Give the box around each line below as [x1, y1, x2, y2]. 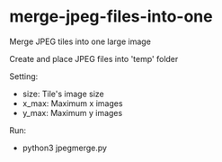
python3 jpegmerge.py [22, 142, 108, 153]
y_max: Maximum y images [22, 107, 123, 118]
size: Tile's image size [22, 88, 105, 99]
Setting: [9, 70, 39, 82]
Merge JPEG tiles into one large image [9, 36, 151, 47]
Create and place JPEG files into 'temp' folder [9, 53, 179, 64]
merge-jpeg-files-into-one [9, 6, 213, 27]
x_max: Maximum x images [22, 97, 123, 109]
